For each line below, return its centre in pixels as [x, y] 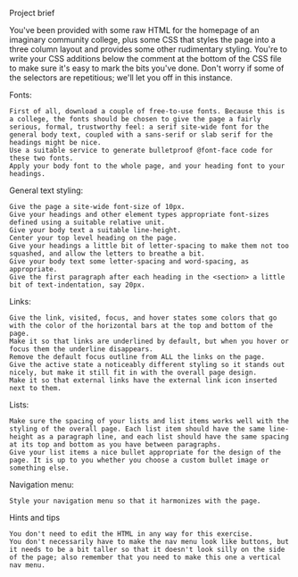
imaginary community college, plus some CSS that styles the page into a [143, 40]
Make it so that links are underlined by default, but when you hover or [149, 341]
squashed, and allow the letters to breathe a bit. [107, 254]
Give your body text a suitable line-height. [95, 230]
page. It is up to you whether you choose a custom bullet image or [139, 460]
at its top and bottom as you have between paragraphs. [115, 445]
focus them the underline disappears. [81, 349]
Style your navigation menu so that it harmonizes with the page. [135, 501]
